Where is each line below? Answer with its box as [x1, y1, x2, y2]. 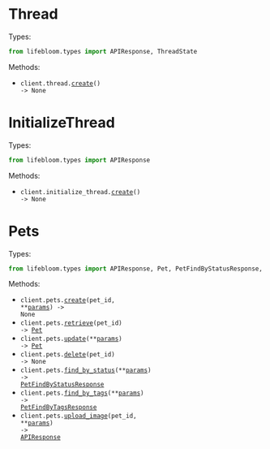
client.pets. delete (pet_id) [19, 351, 115, 359]
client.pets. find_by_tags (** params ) [19, 389, 144, 398]
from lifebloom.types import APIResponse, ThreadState [8, 47, 198, 55]
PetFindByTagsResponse [19, 404, 97, 412]
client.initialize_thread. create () [19, 188, 141, 196]
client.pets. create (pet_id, [19, 296, 115, 304]
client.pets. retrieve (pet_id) [19, 319, 123, 327]
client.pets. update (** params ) [19, 335, 123, 343]
